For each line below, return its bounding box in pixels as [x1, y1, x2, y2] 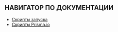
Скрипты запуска [11, 16, 48, 22]
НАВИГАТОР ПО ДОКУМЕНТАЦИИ [4, 4, 114, 12]
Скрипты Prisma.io [11, 21, 50, 27]
